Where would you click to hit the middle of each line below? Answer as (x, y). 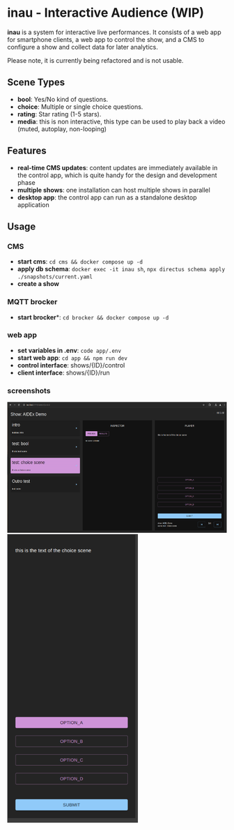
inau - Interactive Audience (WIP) (106, 13)
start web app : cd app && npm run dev (72, 358)
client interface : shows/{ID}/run (63, 372)
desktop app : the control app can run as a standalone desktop (107, 197)
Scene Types (36, 83)
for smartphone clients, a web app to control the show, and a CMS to (106, 39)
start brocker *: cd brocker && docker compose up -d (93, 317)
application (33, 204)
